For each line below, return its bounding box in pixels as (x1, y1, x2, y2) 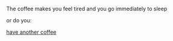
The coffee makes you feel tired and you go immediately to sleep (6, 5, 168, 12)
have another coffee (6, 28, 57, 36)
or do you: (6, 17, 32, 24)
